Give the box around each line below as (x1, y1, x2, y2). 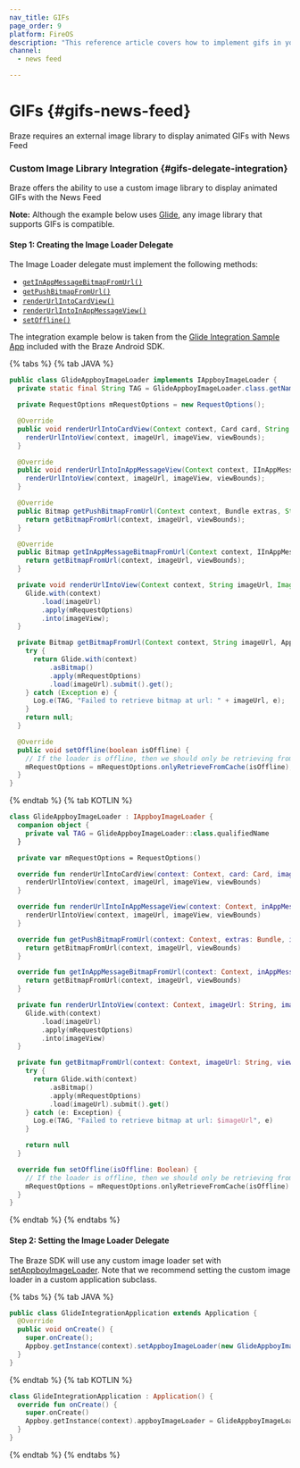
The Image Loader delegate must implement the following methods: (9, 259, 259, 270)
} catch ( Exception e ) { (25, 688, 118, 697)
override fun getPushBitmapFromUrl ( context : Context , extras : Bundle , (17, 935, 286, 944)
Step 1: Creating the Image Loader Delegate (9, 239, 174, 250)
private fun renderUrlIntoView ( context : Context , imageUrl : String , (17, 1001, 278, 1010)
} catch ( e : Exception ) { (25, 1108, 122, 1117)
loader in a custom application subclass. (9, 1274, 158, 1285)
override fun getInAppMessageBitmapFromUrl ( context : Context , (17, 968, 254, 977)
